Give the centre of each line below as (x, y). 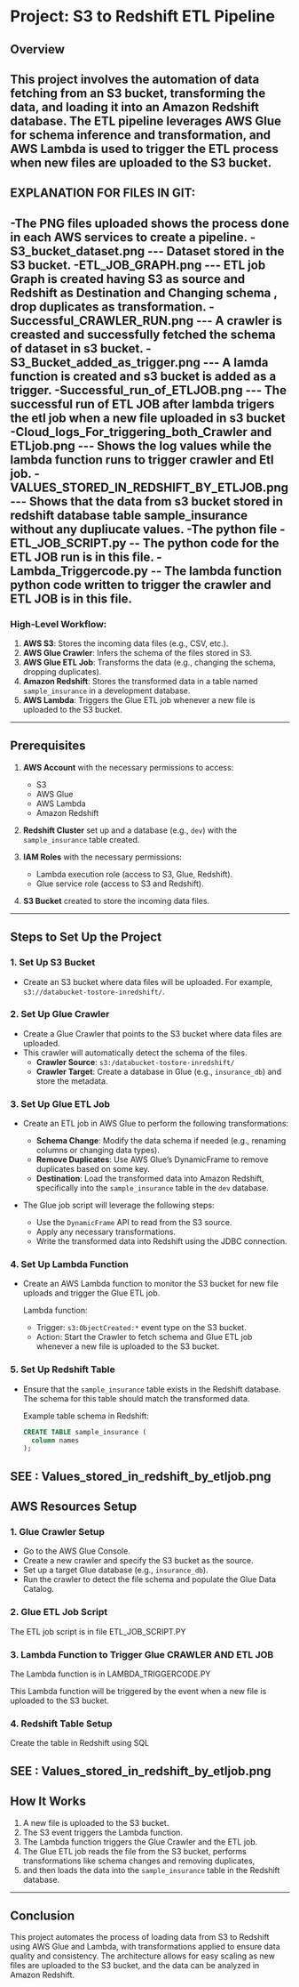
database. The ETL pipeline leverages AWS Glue (146, 121)
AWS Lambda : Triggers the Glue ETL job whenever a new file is (139, 700)
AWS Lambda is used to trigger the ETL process (144, 149)
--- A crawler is (239, 321)
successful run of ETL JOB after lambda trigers (142, 404)
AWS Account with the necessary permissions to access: (128, 767)
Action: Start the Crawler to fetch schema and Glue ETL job (144, 1337)
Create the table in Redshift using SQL (80, 1743)
